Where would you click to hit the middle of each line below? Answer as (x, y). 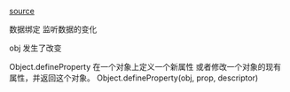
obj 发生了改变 (35, 48)
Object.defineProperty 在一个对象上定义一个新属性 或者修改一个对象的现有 (145, 67)
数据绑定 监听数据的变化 (53, 29)
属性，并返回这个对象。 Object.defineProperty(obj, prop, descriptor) (134, 78)
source (22, 11)
